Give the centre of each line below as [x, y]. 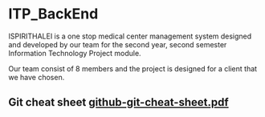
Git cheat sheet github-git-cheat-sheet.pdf [118, 102]
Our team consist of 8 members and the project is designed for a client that [133, 68]
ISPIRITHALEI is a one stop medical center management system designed [130, 36]
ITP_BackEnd [53, 14]
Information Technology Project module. [75, 53]
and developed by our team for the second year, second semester [118, 44]
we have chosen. [37, 77]
